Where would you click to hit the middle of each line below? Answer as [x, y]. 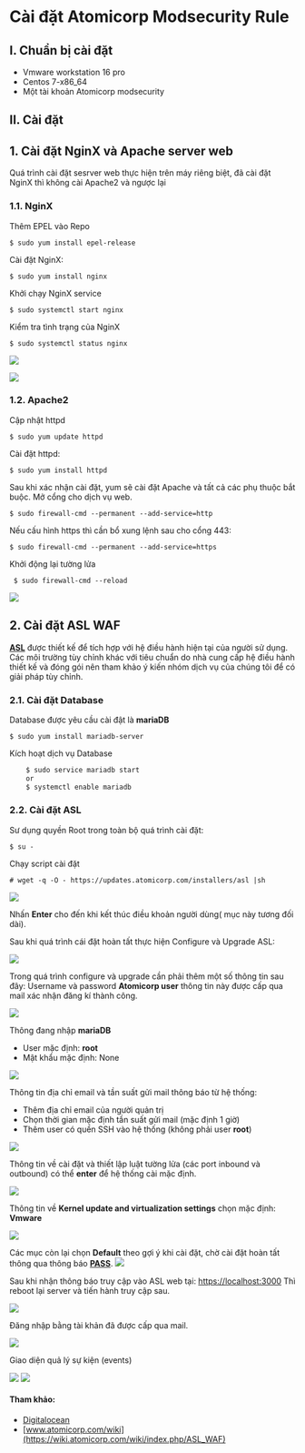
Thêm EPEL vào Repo [50, 226]
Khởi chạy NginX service [55, 293]
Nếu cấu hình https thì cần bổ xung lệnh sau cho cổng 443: [120, 530]
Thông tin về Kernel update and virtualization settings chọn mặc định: [143, 1208]
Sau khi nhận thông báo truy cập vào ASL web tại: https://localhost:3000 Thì [152, 1281]
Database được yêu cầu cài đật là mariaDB [89, 720]
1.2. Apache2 [39, 400]
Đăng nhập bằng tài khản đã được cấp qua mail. [99, 1325]
